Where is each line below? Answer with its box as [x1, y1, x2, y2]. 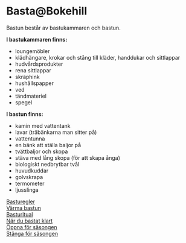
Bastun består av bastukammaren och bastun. [6, 24, 121, 31]
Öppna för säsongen [6, 223, 57, 230]
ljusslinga [14, 186, 39, 194]
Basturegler [6, 198, 35, 205]
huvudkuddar [14, 167, 49, 174]
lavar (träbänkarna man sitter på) [14, 128, 97, 136]
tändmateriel [14, 92, 47, 99]
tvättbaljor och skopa [14, 148, 68, 155]
